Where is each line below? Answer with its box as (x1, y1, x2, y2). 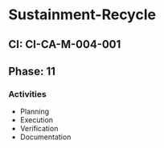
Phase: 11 (8, 64, 56, 78)
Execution (19, 115, 54, 125)
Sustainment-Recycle (8, 6, 157, 24)
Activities (8, 88, 47, 99)
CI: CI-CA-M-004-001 (8, 38, 121, 51)
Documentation (19, 132, 72, 142)
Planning (19, 106, 50, 117)
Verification (19, 124, 59, 134)
